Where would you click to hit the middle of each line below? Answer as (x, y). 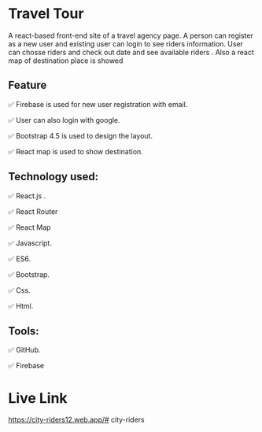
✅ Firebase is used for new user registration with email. (98, 104)
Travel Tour (46, 14)
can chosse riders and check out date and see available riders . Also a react (131, 52)
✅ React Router (33, 211)
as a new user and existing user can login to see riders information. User (126, 43)
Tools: (24, 331)
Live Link (38, 398)
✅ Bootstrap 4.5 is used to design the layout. (81, 135)
